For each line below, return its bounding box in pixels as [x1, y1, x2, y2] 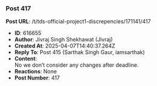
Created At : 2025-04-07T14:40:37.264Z [14, 42, 115, 49]
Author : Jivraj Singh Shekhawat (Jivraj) [14, 36, 113, 43]
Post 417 [5, 4, 31, 13]
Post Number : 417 [14, 74, 60, 82]
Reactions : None [14, 68, 57, 75]
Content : [14, 55, 37, 63]
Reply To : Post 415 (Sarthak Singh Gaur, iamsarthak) [14, 49, 146, 56]
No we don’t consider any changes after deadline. [14, 61, 139, 69]
